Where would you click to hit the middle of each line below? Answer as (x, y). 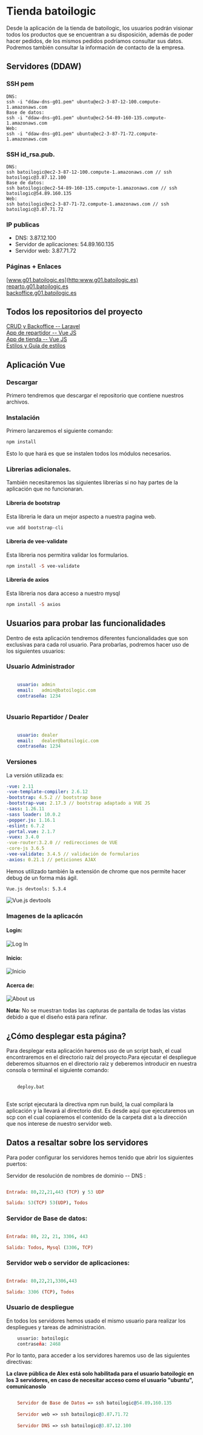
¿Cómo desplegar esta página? (66, 1036)
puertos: (17, 1164)
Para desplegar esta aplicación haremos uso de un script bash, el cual (94, 1051)
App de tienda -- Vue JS (37, 339)
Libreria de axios (28, 580)
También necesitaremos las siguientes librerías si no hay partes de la (92, 483)
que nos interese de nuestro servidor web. (59, 1123)
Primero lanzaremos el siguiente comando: (60, 431)
